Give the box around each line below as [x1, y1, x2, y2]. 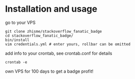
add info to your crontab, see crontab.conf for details [5, 50, 112, 56]
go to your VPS [5, 20, 36, 25]
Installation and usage [5, 3, 97, 15]
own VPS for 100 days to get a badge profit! [5, 68, 94, 74]
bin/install [5, 38, 29, 42]
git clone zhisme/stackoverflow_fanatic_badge [5, 29, 102, 34]
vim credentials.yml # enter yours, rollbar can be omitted [5, 41, 131, 47]
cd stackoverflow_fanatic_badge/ [5, 33, 74, 38]
